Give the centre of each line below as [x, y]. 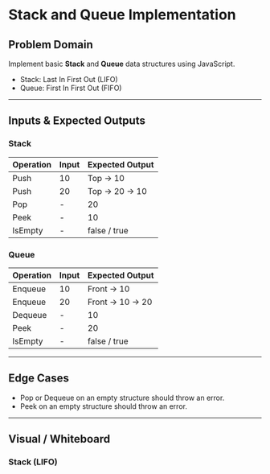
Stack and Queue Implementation [122, 15]
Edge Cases [39, 379]
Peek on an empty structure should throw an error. [103, 406]
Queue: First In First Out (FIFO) [71, 88]
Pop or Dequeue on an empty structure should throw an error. [122, 398]
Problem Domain [51, 45]
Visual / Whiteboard [59, 439]
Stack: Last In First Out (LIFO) [69, 79]
